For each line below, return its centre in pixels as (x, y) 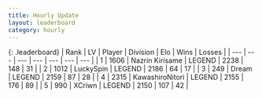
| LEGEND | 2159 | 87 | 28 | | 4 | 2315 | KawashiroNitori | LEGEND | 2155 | (126, 77)
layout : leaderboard (42, 23)
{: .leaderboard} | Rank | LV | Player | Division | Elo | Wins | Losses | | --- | (127, 53)
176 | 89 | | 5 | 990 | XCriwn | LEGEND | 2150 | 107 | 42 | (98, 85)
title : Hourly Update (44, 15)
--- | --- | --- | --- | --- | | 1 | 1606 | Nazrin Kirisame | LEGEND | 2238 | (130, 60)
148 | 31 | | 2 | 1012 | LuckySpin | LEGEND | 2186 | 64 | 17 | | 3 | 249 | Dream (131, 69)
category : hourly (37, 30)
